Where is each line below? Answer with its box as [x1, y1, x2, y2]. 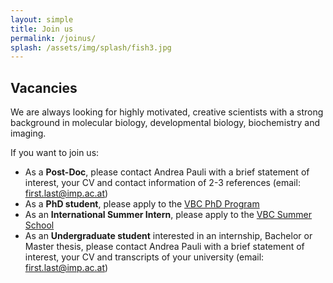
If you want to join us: [10, 147, 100, 159]
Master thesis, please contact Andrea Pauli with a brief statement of [24, 241, 305, 253]
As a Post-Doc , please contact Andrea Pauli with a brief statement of [24, 166, 310, 178]
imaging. [10, 127, 47, 140]
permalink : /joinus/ [10, 33, 97, 43]
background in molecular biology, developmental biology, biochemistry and [10, 117, 320, 129]
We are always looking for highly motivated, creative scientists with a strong [10, 106, 324, 118]
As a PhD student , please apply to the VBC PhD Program [24, 198, 260, 210]
